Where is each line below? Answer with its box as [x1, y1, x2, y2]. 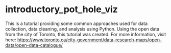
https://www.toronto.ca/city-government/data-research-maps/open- [17, 37, 162, 43]
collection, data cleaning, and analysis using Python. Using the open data [5, 25, 160, 32]
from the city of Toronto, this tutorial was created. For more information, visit [5, 31, 166, 37]
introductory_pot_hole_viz [5, 4, 118, 15]
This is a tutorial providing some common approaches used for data [5, 20, 148, 26]
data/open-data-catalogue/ [5, 42, 63, 48]
